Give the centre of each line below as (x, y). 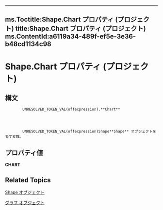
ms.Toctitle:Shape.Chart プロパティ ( (61, 20)
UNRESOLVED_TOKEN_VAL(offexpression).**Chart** (71, 110)
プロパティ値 (24, 153)
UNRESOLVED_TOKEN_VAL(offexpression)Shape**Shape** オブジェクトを (90, 131)
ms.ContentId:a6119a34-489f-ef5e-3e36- (71, 37)
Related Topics (28, 180)
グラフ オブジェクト (25, 203)
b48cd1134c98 (28, 44)
